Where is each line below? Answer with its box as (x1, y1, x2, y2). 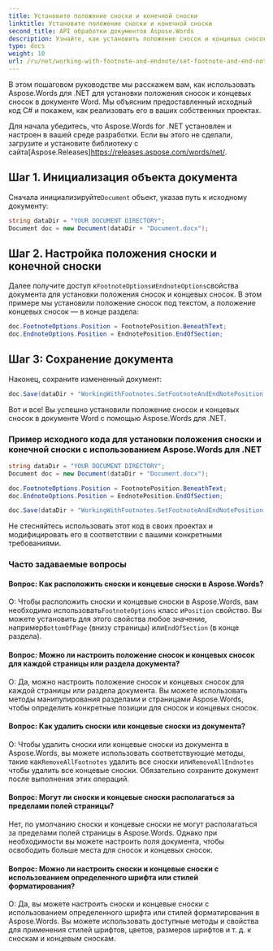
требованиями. (8, 538, 62, 549)
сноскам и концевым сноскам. (8, 934, 116, 944)
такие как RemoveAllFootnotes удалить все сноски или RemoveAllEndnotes (8, 757, 254, 766)
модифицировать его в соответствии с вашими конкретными (8, 530, 223, 540)
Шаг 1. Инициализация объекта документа (8, 171, 238, 185)
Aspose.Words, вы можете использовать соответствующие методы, (8, 748, 245, 758)
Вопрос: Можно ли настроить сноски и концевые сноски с (8, 863, 219, 874)
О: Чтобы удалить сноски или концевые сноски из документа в (8, 739, 229, 749)
